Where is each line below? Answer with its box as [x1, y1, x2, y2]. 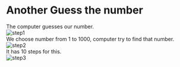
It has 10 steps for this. [6, 48, 62, 55]
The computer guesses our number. [6, 23, 94, 30]
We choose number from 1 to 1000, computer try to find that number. [6, 35, 175, 42]
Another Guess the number [6, 4, 144, 17]
